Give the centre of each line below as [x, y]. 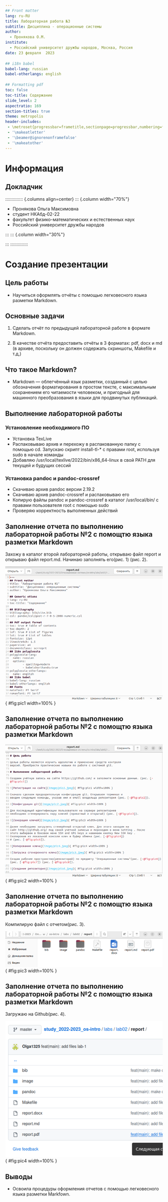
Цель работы [27, 283]
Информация [34, 168]
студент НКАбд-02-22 [36, 214]
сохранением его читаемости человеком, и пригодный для [76, 392]
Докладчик [24, 187]
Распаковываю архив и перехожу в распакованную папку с [76, 444]
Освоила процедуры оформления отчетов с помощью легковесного [85, 1189]
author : [13, 32]
